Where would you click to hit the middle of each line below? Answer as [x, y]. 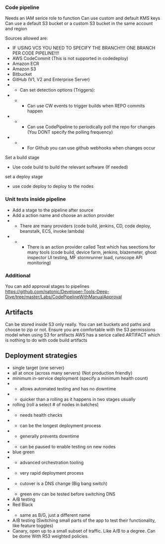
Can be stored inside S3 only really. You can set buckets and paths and [78, 324]
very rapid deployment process [52, 473]
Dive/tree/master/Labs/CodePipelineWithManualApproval [64, 297]
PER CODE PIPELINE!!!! [36, 53]
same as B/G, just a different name [55, 515]
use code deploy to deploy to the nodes [53, 186]
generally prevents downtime [49, 436]
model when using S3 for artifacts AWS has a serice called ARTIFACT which [82, 335]
